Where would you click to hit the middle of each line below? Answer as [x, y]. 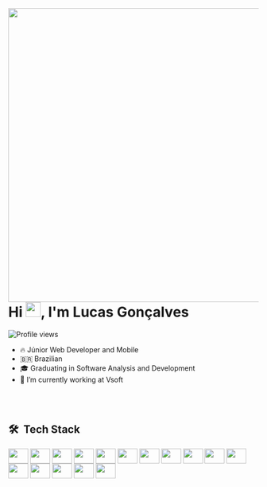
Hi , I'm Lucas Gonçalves [99, 312]
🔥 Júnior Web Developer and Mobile [79, 349]
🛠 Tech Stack [44, 430]
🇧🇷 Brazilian [41, 359]
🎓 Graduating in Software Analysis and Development [107, 368]
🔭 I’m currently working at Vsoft [71, 379]
